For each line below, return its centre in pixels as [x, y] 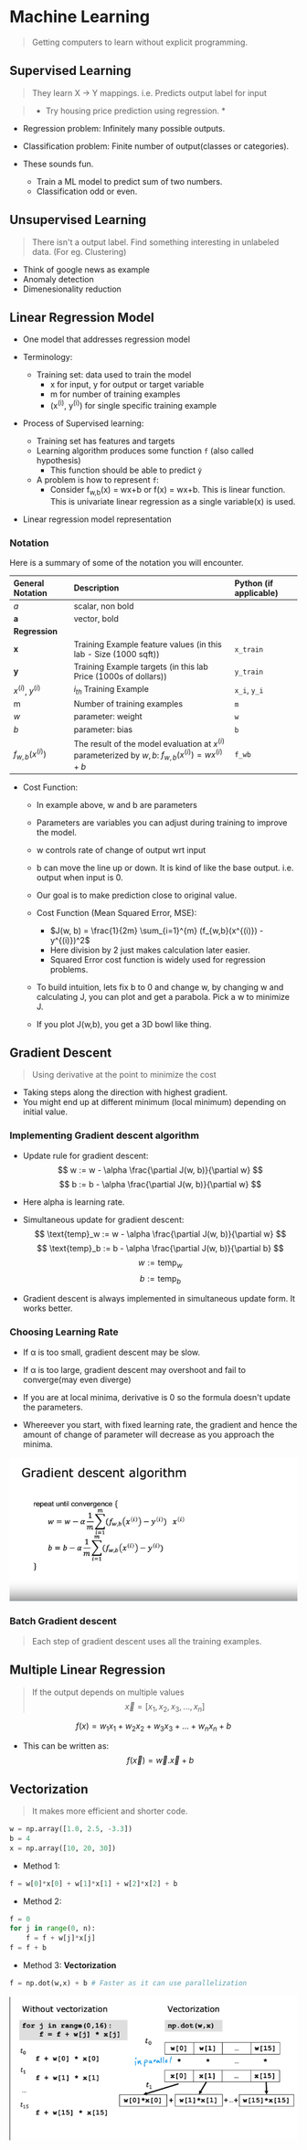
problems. [69, 969]
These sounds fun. [58, 164]
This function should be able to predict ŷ [126, 470]
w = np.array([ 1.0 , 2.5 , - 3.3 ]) [71, 1829]
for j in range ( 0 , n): [53, 1929]
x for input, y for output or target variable [127, 385]
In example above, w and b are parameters [117, 804]
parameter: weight [108, 717]
